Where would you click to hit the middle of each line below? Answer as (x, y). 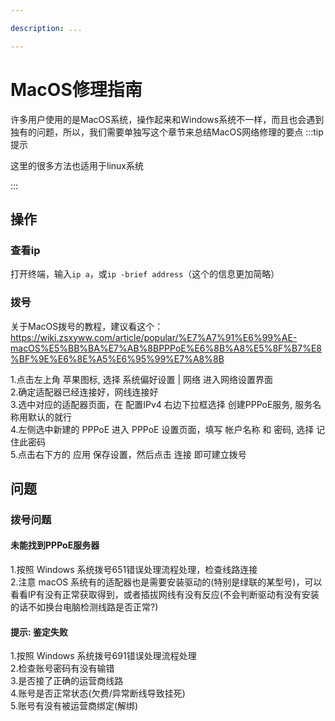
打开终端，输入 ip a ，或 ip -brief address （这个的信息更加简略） (145, 274)
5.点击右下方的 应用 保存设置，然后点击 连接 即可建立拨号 (128, 454)
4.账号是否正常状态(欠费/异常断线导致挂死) (98, 693)
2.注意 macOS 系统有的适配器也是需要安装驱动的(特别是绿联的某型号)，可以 (166, 582)
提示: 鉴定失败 (39, 632)
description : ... (46, 28)
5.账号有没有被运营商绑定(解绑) (74, 706)
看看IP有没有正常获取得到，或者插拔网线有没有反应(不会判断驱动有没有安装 (165, 595)
